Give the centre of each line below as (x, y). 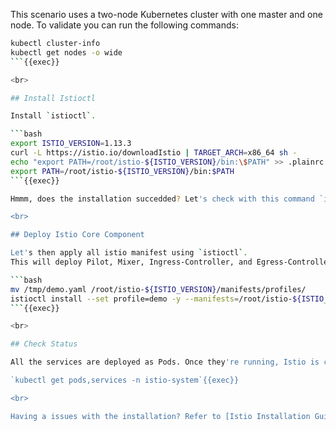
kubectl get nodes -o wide (66, 52)
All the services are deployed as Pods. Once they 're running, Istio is (165, 362)
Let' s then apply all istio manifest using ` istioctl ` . (129, 253)
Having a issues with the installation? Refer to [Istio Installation (160, 416)
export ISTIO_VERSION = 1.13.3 (71, 144)
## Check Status (44, 344)
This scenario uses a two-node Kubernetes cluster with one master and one (166, 14)
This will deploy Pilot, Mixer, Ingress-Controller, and (131, 262)
